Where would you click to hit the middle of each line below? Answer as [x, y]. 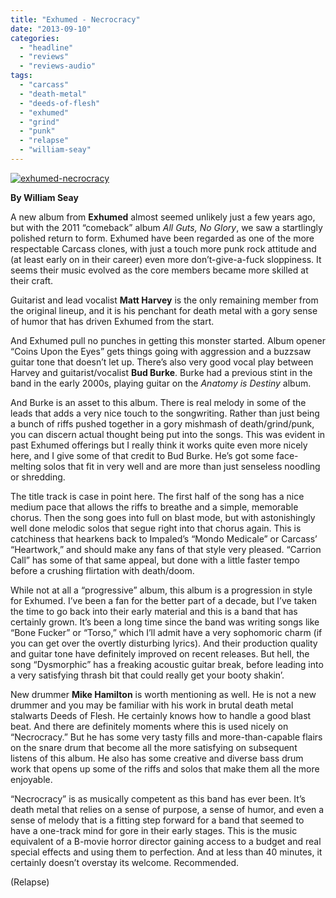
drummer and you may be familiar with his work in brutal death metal [152, 705]
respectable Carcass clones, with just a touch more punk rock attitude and [163, 248]
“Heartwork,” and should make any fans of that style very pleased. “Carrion [166, 549]
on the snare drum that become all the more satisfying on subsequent [154, 747]
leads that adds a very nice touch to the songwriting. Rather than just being [165, 413]
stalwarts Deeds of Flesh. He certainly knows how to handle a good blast [161, 715]
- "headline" [46, 47]
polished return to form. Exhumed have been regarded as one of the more [162, 238]
